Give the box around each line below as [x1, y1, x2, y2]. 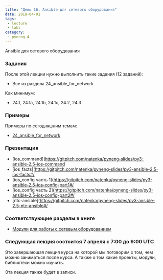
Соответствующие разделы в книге [5, 215, 95, 222]
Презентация [5, 145, 39, 152]
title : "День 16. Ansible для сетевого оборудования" [5, 7, 117, 12]
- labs [7, 25, 21, 30]
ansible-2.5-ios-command [12, 161, 65, 167]
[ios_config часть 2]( [12, 187, 55, 193]
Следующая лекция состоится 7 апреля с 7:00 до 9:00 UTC [5, 238, 154, 245]
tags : [5, 16, 16, 21]
